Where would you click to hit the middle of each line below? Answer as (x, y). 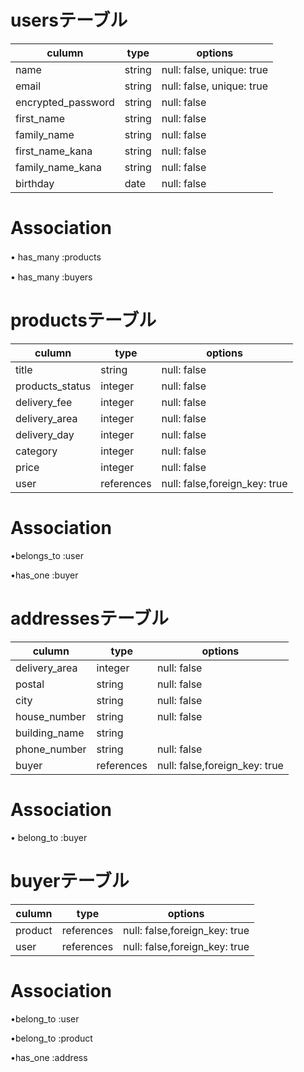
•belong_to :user (45, 1018)
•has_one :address (49, 1057)
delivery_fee (44, 402)
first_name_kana (54, 151)
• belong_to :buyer (49, 837)
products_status (53, 386)
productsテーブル (83, 320)
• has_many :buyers (51, 277)
